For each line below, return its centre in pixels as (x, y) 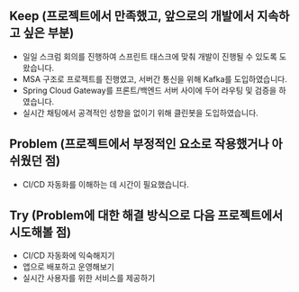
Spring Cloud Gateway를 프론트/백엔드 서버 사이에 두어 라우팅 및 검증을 (149, 90)
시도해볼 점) (41, 233)
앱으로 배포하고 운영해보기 (68, 267)
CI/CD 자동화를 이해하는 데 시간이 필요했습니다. (105, 184)
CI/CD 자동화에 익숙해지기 (68, 256)
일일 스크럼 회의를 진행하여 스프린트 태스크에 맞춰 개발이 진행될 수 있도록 (149, 56)
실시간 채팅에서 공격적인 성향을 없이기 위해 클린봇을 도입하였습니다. (140, 113)
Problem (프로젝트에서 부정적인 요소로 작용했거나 (139, 144)
